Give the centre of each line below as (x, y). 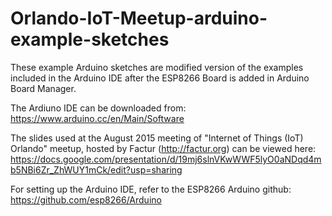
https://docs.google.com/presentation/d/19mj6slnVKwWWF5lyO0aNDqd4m (166, 159)
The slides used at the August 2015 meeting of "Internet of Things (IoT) (157, 138)
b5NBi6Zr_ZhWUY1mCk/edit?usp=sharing (96, 169)
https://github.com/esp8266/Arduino (86, 199)
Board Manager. (43, 88)
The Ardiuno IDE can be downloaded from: (98, 108)
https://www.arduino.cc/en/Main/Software (97, 118)
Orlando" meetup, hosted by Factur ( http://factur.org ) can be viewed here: (163, 148)
